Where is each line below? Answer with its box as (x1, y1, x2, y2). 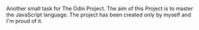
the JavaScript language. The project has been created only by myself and (6, 11, 191, 18)
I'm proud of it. (6, 18, 43, 24)
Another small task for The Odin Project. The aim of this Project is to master (6, 5, 194, 12)
